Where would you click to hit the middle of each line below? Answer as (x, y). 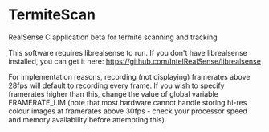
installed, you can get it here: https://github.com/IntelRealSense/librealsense (134, 61)
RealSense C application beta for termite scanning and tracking (113, 37)
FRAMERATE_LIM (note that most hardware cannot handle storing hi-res (128, 102)
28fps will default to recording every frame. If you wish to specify (116, 85)
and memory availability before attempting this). (88, 119)
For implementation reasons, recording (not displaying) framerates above (129, 76)
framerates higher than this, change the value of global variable (113, 93)
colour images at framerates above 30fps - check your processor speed (128, 111)
